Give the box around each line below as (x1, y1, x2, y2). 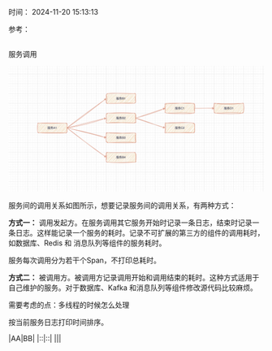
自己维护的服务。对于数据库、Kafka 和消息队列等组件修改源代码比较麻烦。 (8, 283, 257, 292)
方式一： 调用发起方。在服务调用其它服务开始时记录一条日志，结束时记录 (8, 218, 253, 227)
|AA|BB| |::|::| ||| (8, 334, 62, 344)
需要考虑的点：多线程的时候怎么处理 (8, 300, 130, 310)
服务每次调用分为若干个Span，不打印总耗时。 (8, 255, 161, 266)
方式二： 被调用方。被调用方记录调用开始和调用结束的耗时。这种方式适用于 (8, 273, 260, 283)
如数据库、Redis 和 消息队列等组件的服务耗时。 (8, 238, 166, 248)
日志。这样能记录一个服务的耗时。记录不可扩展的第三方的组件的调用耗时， (15, 228, 265, 238)
